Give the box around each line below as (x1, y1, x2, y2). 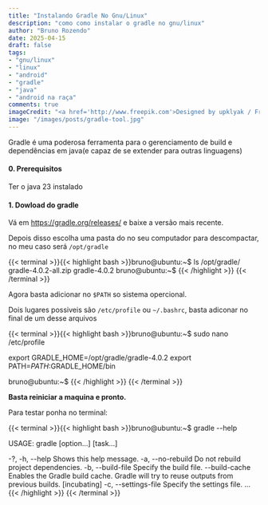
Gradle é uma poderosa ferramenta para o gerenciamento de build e (8, 137, 233, 147)
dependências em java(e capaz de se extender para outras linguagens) (8, 145, 243, 156)
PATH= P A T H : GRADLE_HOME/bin (8, 361, 116, 371)
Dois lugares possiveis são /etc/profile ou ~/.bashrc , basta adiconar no (8, 305, 249, 315)
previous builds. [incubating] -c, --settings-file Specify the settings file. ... (8, 479, 251, 489)
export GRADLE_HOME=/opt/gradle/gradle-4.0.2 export (8, 353, 191, 363)
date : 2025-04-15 (8, 34, 66, 42)
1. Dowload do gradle (8, 200, 79, 210)
